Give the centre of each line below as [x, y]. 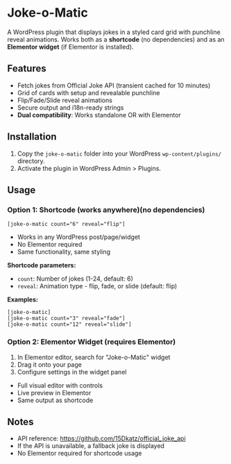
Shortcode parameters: [42, 265]
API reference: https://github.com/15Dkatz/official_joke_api [101, 438]
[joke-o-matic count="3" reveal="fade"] [67, 318]
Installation [32, 137]
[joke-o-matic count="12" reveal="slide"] [69, 324]
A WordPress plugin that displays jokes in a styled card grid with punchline [114, 32]
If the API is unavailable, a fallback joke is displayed [91, 446]
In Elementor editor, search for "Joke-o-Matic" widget [94, 357]
